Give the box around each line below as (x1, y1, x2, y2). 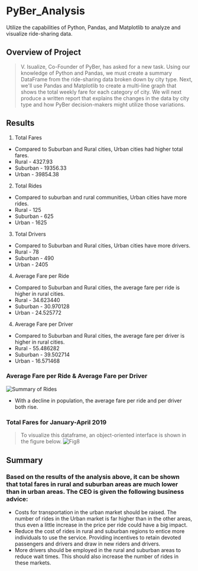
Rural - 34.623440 (14, 296, 60, 303)
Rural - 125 (14, 206, 41, 213)
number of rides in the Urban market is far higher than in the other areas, (14, 515, 193, 522)
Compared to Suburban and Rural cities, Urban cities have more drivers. (14, 242, 191, 249)
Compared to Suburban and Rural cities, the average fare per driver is (14, 332, 185, 339)
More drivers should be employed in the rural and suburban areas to (14, 546, 181, 553)
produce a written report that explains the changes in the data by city (20, 94, 190, 101)
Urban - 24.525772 (14, 309, 62, 316)
